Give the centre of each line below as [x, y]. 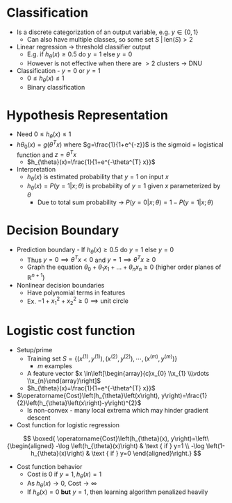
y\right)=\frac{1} [184, 395]
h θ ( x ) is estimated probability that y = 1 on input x [98, 178]
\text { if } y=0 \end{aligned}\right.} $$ [147, 453]
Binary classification [56, 87]
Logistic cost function [71, 331]
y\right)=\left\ [190, 438]
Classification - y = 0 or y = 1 [59, 70]
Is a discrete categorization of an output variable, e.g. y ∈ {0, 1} [107, 32]
